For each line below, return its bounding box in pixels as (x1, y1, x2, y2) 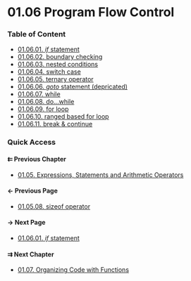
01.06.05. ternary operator (17, 75, 94, 84)
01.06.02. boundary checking (17, 53, 103, 61)
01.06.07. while (17, 90, 61, 98)
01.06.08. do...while (17, 98, 75, 106)
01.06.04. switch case (17, 67, 81, 76)
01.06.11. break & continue (17, 120, 93, 129)
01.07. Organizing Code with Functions (17, 266, 129, 274)
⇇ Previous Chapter (7, 155, 67, 163)
